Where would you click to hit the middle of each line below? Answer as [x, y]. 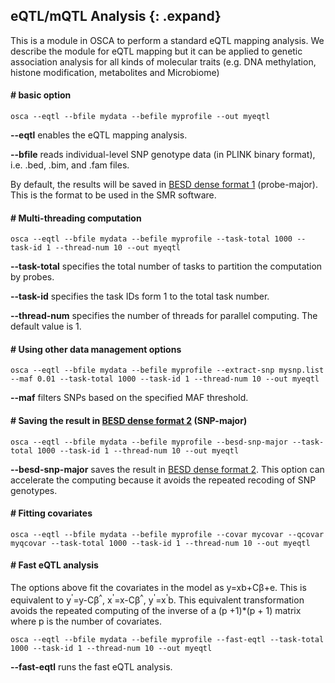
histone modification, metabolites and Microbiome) [115, 72]
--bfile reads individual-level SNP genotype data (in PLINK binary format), [163, 155]
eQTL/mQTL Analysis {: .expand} [116, 16]
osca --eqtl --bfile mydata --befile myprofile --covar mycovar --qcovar [167, 534]
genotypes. [34, 490]
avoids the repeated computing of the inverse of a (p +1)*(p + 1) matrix [156, 610]
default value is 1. [46, 326]
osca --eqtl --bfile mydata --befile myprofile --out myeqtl [140, 117]
